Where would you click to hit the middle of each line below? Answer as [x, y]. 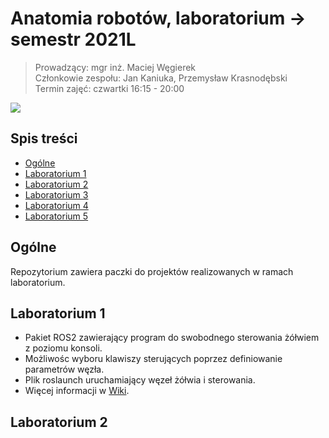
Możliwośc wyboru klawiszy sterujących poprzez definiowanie [153, 359]
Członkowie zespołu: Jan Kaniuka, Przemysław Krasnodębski [161, 78]
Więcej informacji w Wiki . [77, 391]
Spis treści [44, 138]
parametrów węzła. [64, 369]
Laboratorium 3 [56, 194]
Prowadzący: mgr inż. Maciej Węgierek [115, 67]
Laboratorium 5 [56, 216]
